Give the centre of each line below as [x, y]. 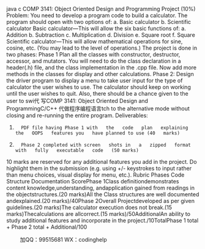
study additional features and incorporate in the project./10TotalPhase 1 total [102, 220]
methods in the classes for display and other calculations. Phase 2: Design [100, 74]
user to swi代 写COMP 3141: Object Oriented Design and [77, 101]
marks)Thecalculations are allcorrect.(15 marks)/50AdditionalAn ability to [99, 214]
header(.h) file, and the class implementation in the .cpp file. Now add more [102, 67]
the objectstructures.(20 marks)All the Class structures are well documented [103, 194]
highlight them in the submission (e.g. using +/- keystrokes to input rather [99, 168]
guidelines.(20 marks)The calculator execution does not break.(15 [89, 207]
